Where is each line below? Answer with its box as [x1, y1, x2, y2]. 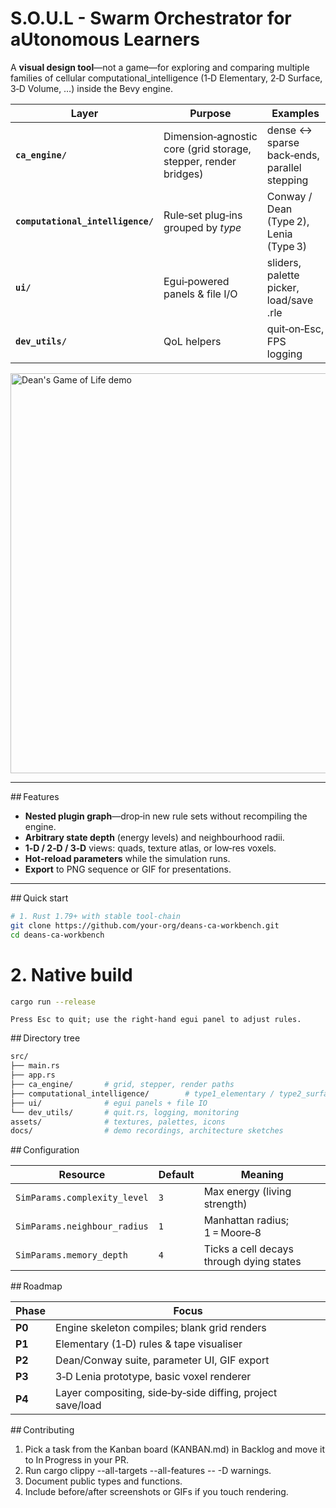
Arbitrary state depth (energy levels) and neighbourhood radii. [24, 831, 285, 843]
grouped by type [163, 220, 242, 234]
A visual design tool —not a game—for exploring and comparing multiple [10, 61, 310, 73]
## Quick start [10, 892, 69, 904]
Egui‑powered [163, 274, 230, 288]
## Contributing [10, 1424, 75, 1436]
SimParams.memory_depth [15, 1250, 129, 1261]
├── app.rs [10, 1070, 56, 1081]
